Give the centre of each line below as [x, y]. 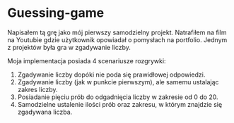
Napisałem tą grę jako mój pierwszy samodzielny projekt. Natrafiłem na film [117, 32]
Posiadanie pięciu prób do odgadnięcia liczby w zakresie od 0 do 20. [118, 97]
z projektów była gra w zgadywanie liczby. [69, 47]
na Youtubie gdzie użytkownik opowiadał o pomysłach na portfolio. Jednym [117, 39]
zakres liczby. [37, 89]
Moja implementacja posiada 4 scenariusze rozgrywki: [87, 60]
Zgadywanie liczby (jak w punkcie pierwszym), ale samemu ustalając [118, 82]
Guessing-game [56, 13]
